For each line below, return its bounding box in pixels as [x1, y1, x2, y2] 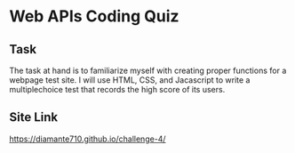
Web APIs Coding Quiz [9, 6, 179, 27]
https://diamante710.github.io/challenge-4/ [9, 133, 166, 144]
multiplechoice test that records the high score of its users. [9, 85, 226, 94]
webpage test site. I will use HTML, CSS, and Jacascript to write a [9, 75, 251, 85]
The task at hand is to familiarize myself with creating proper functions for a [9, 65, 287, 76]
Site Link [9, 109, 59, 125]
